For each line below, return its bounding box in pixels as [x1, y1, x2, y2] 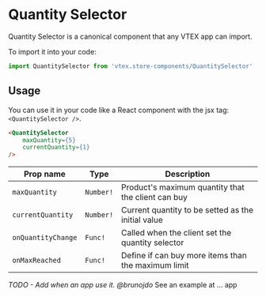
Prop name [23, 168, 66, 179]
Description [165, 168, 211, 179]
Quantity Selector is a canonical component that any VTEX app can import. [8, 32, 253, 41]
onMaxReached [12, 256, 62, 265]
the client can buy [121, 192, 188, 203]
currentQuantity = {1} [22, 144, 90, 152]
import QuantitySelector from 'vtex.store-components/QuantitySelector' [8, 62, 253, 70]
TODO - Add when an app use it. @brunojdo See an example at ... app [8, 280, 237, 290]
